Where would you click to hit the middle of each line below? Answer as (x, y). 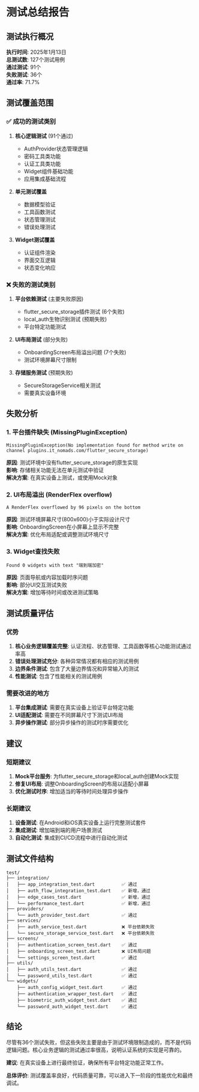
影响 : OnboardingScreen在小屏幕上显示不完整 (63, 527)
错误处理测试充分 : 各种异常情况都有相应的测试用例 (77, 661)
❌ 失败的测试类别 (31, 285)
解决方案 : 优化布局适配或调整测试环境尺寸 (58, 534)
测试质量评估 (30, 613)
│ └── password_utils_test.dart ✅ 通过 (72, 976)
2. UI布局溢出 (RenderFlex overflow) (59, 494)
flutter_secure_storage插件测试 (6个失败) (74, 311)
